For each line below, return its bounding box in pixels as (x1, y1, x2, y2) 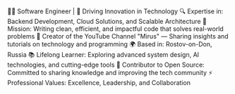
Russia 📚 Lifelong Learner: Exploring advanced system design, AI (7, 51, 200, 59)
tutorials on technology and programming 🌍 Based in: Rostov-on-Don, (7, 40, 213, 48)
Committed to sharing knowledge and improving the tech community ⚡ (7, 69, 213, 76)
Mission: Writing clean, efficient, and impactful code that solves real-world (7, 25, 224, 33)
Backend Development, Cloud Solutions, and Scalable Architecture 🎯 (7, 18, 207, 25)
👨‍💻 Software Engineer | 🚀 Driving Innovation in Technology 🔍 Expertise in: (7, 7, 224, 15)
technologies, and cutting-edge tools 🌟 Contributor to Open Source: (7, 60, 205, 69)
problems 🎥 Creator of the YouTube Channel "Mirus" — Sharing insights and (7, 32, 229, 40)
